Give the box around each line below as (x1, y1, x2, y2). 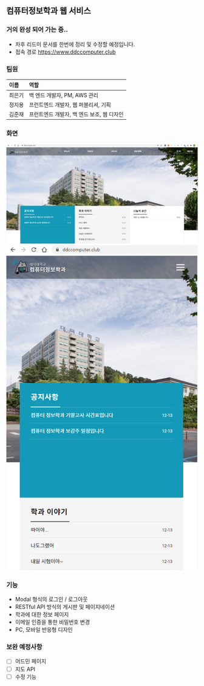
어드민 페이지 (15, 657, 47, 665)
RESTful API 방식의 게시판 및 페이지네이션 (15, 603, 115, 611)
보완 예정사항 (6, 643, 42, 651)
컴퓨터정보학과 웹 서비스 (6, 5, 91, 16)
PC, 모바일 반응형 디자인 (15, 626, 73, 634)
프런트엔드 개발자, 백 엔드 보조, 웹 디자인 (29, 111, 124, 118)
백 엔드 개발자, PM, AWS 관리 (29, 91, 99, 99)
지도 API (15, 665, 35, 673)
